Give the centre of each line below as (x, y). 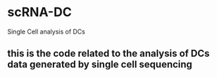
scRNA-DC (39, 12)
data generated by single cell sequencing (100, 65)
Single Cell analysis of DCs (46, 31)
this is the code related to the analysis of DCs (108, 54)
